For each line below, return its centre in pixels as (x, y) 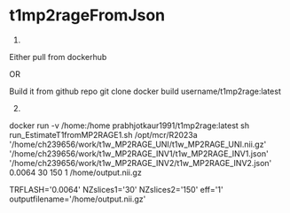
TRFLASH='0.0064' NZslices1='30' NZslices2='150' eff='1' (116, 189)
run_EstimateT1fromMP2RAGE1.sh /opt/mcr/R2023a (103, 134)
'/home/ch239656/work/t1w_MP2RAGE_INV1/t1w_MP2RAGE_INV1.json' (139, 153)
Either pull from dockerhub (58, 57)
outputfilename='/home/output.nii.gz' (78, 199)
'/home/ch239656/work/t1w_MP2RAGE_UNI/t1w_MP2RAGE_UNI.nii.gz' (138, 144)
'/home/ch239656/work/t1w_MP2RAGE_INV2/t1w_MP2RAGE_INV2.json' (141, 163)
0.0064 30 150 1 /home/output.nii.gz (75, 172)
